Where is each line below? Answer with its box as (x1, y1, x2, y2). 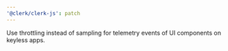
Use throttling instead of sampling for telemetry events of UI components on (6, 29, 222, 37)
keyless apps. (6, 35, 45, 44)
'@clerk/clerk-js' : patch (6, 10, 80, 17)
